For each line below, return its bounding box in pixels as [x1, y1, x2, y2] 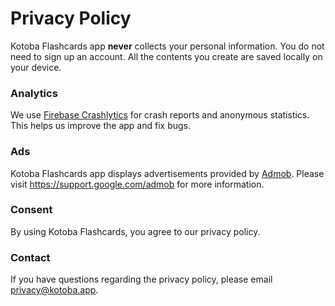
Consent [10, 203, 53, 217]
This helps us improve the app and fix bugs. [10, 120, 192, 132]
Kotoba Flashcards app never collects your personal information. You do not [10, 40, 325, 52]
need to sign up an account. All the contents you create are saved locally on [10, 50, 323, 62]
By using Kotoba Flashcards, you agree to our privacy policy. [10, 225, 261, 237]
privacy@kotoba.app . [10, 284, 99, 296]
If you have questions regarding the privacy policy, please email [10, 273, 273, 286]
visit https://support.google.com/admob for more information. [10, 178, 265, 190]
